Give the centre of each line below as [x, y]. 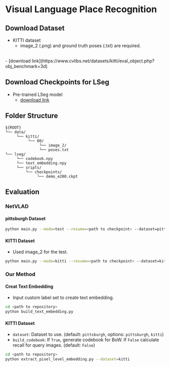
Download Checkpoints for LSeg [57, 82]
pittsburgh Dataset [26, 218]
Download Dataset [35, 28]
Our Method [20, 274]
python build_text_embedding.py [39, 312]
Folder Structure [32, 116]
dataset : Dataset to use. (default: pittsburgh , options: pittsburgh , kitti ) [88, 335]
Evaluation [22, 192]
